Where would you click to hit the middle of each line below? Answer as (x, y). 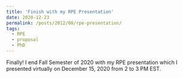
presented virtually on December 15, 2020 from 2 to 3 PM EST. (84, 68)
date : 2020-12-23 (28, 17)
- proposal (25, 40)
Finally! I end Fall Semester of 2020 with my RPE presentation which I (92, 62)
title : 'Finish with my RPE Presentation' (60, 12)
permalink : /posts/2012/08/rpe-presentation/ (64, 23)
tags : (13, 28)
